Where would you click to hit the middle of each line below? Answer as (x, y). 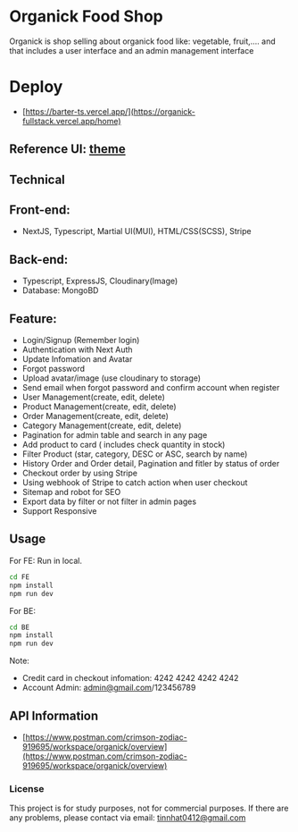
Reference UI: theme (68, 149)
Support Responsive (59, 511)
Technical (37, 179)
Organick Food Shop (86, 17)
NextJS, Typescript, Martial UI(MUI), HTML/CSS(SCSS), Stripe (137, 231)
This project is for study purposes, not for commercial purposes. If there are (149, 808)
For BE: (22, 610)
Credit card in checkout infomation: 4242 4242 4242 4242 (130, 678)
